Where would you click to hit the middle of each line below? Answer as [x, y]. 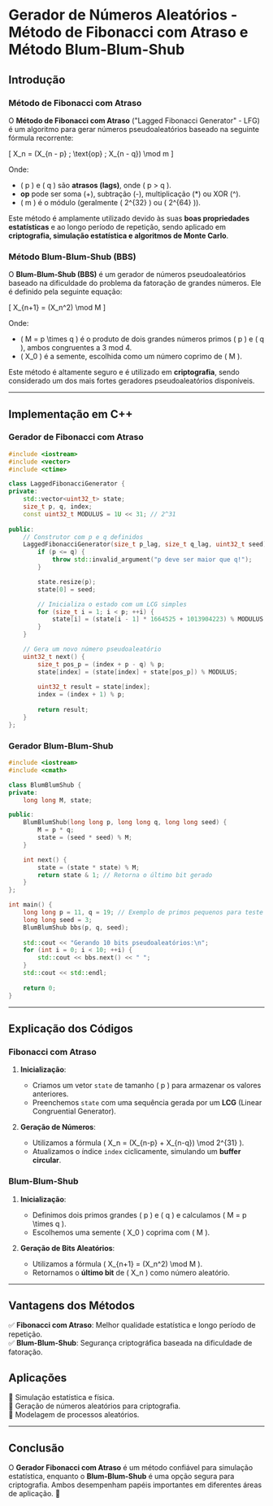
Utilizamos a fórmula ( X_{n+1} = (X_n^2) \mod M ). [117, 1263]
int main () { [30, 905]
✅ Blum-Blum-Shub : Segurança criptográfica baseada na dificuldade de [130, 1343]
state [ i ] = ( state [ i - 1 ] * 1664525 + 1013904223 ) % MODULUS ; [159, 619]
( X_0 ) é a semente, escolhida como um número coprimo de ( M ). [131, 357]
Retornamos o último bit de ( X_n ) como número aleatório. [131, 1272]
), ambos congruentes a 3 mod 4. [76, 348]
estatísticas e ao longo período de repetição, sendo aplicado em [117, 226]
